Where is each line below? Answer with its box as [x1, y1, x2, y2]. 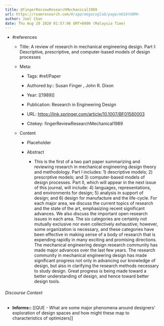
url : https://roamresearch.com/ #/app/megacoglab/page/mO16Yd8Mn [5, 12, 139, 17]
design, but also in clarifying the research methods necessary [34, 263, 159, 269]
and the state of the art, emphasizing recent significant [34, 205, 145, 211]
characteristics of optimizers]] [12, 315, 73, 321]
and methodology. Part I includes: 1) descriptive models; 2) [34, 169, 153, 175]
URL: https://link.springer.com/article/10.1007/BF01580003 [26, 111, 145, 117]
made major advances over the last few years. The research [34, 247, 156, 253]
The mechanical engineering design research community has [34, 242, 158, 248]
